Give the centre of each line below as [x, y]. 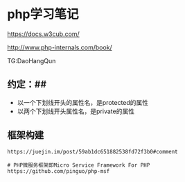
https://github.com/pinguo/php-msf [59, 171]
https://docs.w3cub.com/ [43, 34]
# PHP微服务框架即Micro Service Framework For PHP [79, 165]
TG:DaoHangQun [32, 60]
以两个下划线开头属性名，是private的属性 [76, 111]
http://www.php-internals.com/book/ [60, 47]
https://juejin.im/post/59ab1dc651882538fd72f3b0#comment [92, 151]
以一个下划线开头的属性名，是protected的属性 [83, 102]
